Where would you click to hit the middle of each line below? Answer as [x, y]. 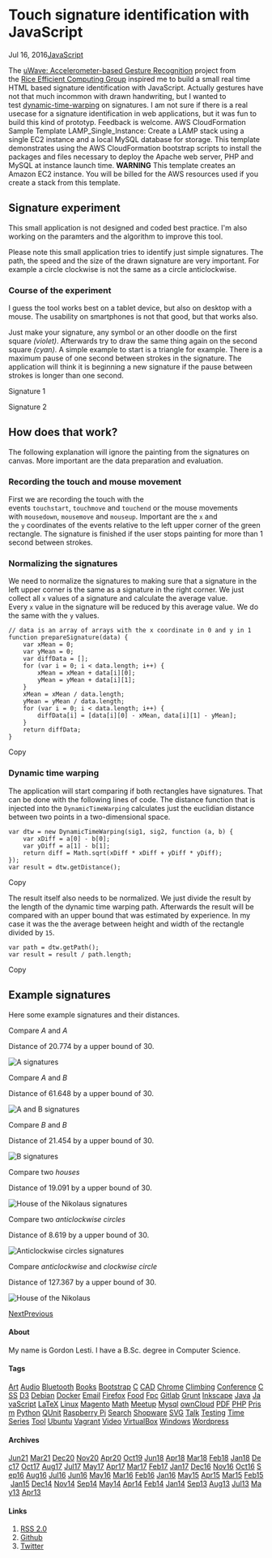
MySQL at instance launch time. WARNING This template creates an [122, 165]
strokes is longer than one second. [66, 376]
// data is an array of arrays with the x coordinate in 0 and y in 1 [130, 631]
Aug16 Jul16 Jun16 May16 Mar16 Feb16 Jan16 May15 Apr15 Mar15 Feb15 [144, 1475]
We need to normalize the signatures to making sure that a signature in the [133, 581]
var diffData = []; [56, 659]
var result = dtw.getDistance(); [65, 867]
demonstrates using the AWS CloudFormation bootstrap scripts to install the [135, 148]
